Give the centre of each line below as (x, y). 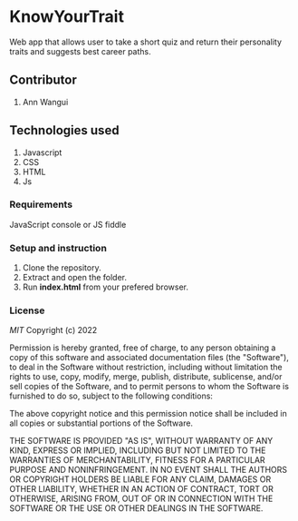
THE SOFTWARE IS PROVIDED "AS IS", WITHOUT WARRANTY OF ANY (141, 441)
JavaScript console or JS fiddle (68, 224)
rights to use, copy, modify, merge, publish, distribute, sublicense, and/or (146, 377)
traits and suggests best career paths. (80, 51)
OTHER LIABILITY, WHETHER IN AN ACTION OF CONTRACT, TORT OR (141, 489)
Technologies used (64, 130)
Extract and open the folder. (75, 278)
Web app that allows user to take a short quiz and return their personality (146, 42)
